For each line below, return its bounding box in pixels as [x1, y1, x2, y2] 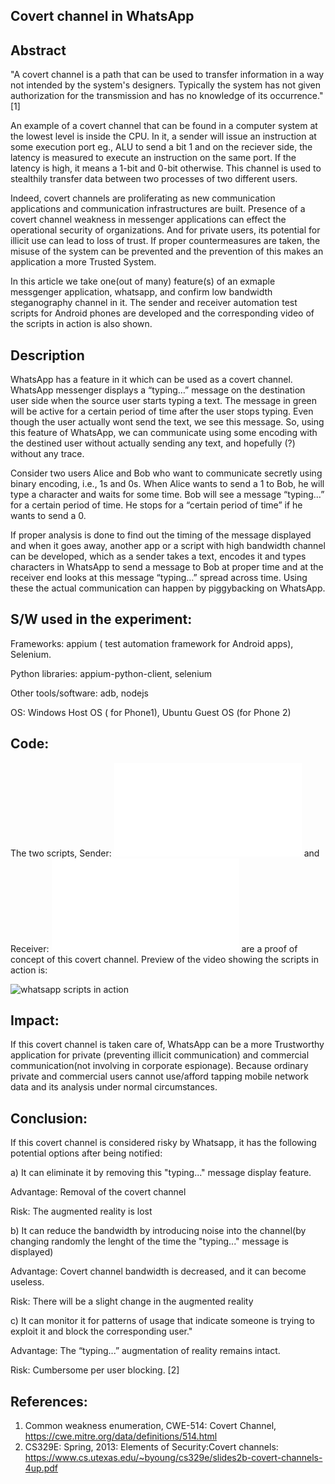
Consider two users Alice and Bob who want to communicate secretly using [10, 467, 323, 479]
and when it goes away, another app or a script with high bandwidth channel [10, 540, 326, 552]
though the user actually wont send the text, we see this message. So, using [10, 416, 325, 428]
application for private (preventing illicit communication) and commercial [10, 1049, 310, 1061]
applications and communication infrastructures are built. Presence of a [10, 203, 306, 215]
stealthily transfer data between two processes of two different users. [10, 173, 298, 185]
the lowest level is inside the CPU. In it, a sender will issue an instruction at [10, 130, 317, 143]
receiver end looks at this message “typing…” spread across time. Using [10, 572, 308, 584]
